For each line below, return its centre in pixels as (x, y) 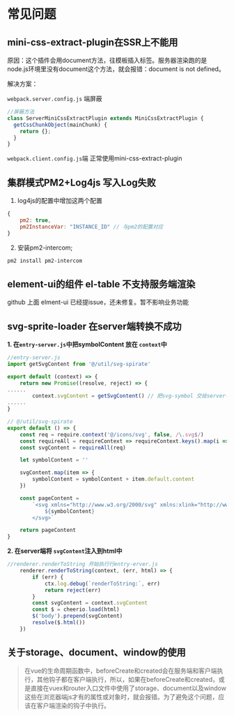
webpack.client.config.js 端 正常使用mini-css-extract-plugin (95, 158)
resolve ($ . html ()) (59, 623)
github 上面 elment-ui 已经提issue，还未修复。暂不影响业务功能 (98, 302)
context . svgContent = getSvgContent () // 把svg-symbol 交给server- (131, 396)
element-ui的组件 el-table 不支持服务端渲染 (101, 284)
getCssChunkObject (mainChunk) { (61, 125)
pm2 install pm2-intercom (45, 261)
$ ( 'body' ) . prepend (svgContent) (78, 616)
